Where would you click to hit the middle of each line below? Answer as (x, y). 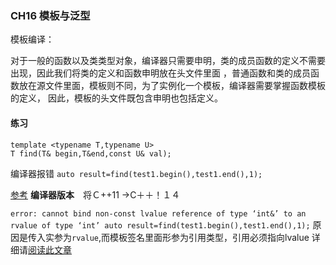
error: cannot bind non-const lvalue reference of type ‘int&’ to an (158, 213)
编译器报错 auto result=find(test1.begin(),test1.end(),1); (136, 173)
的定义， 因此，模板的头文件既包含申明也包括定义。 (116, 98)
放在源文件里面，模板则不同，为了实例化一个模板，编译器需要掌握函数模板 (172, 86)
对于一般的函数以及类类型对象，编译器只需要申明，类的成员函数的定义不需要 (168, 61)
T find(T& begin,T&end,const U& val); (91, 153)
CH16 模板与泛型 (50, 15)
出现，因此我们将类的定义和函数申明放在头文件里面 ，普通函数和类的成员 (160, 73)
